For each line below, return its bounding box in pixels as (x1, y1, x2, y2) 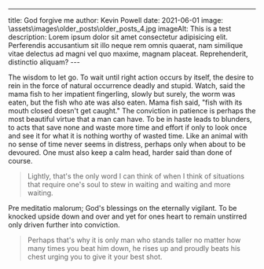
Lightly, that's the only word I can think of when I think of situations (27, 171, 245, 181)
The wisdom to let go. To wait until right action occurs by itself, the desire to (8, 72, 254, 82)
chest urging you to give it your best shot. (27, 252, 163, 261)
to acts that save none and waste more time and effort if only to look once (8, 123, 247, 132)
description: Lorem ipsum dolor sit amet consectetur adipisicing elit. (8, 32, 228, 42)
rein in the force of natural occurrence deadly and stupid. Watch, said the (8, 81, 246, 90)
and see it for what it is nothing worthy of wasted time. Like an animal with (8, 131, 248, 140)
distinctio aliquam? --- (8, 57, 80, 67)
